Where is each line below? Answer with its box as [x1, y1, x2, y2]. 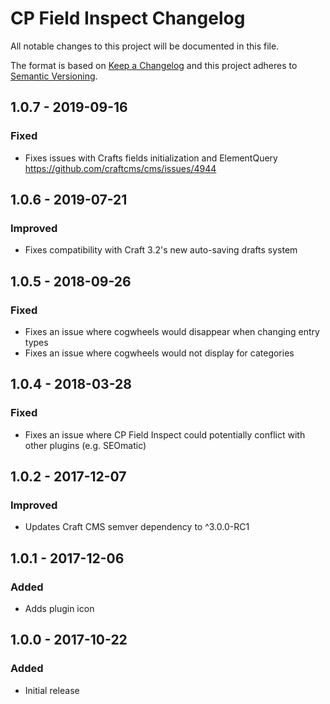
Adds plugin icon [24, 603, 95, 615]
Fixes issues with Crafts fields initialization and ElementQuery [24, 152, 278, 164]
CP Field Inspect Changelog [10, 7, 246, 30]
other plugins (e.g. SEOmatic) [24, 439, 147, 451]
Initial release [24, 684, 80, 696]
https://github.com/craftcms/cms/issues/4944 [24, 162, 217, 174]
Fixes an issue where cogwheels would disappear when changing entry [24, 326, 320, 337]
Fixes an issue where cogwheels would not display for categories [24, 347, 295, 359]
